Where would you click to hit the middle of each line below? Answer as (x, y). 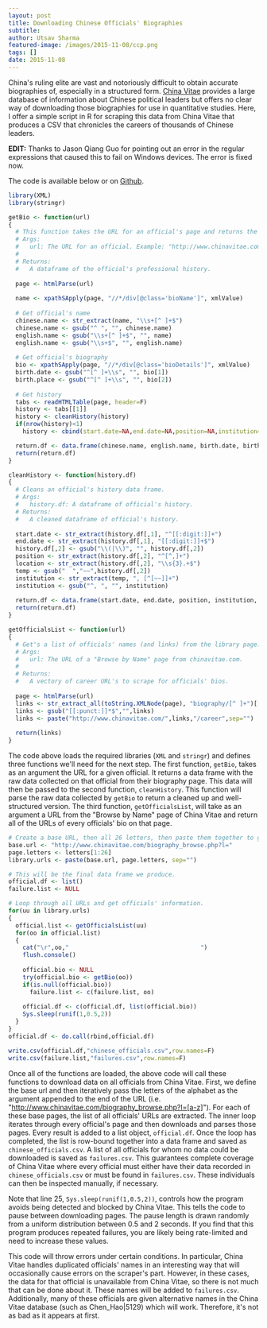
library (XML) (30, 196)
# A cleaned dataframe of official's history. (97, 519)
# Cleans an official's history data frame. (90, 490)
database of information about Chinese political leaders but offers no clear (130, 99)
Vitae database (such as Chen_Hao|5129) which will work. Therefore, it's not (133, 1307)
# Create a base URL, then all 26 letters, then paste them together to (131, 838)
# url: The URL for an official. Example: (90, 247)
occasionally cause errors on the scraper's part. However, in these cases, (129, 1273)
